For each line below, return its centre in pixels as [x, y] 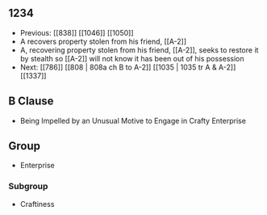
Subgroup [28, 187]
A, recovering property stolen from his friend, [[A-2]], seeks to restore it [139, 50]
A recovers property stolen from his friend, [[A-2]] [103, 41]
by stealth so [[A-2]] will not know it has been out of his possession [132, 58]
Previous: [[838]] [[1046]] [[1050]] [77, 32]
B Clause [31, 101]
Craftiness [37, 204]
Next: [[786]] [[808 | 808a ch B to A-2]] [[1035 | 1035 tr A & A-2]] [128, 67]
